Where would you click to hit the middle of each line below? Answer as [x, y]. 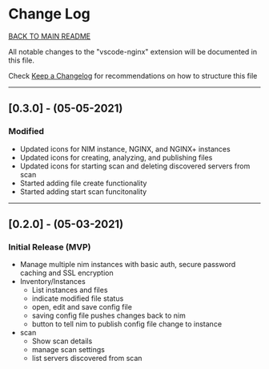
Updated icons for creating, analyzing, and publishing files [116, 157]
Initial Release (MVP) [50, 247]
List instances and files [70, 290]
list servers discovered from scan [87, 359]
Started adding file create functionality [83, 183]
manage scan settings [68, 350]
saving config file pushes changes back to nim [108, 316]
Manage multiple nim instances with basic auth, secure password [128, 265]
